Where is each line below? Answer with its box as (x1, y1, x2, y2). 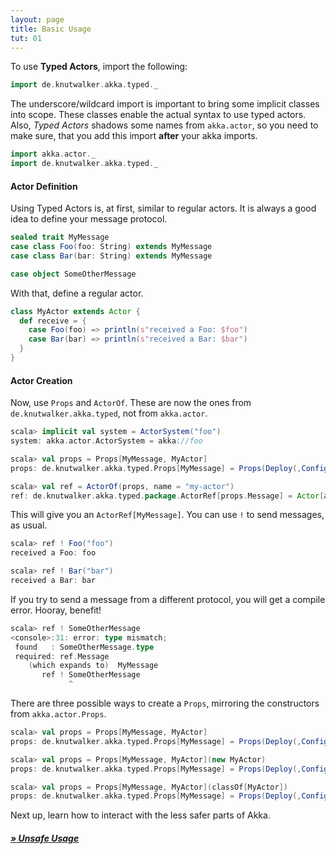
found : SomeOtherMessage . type (14, 642, 155, 652)
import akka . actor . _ (10, 149, 97, 160)
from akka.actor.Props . (10, 708, 107, 720)
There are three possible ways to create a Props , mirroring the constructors (10, 697, 320, 710)
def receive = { (19, 316, 87, 326)
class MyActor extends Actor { (10, 306, 141, 316)
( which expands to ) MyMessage (28, 661, 159, 671)
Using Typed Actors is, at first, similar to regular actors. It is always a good (10, 202, 317, 215)
